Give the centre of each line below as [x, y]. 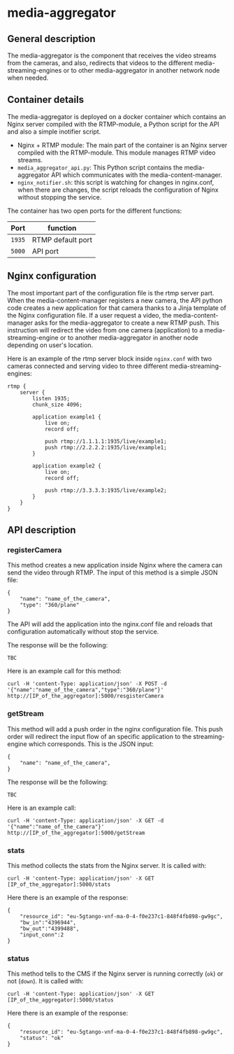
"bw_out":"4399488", [50, 929]
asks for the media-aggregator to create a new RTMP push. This [127, 323]
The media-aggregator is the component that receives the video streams [112, 55]
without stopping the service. [59, 197]
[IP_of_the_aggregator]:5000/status [60, 1000]
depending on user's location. [50, 345]
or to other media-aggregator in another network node [141, 70]
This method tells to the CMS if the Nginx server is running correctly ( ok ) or [115, 974]
